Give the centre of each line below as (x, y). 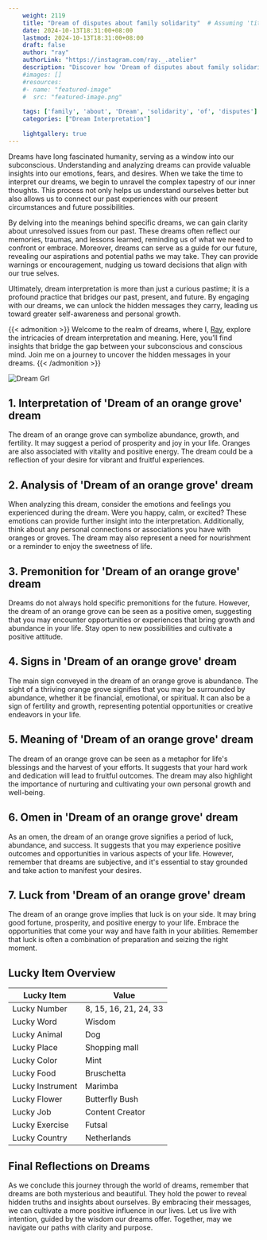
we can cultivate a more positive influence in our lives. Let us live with (122, 1210)
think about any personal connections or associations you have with (120, 530)
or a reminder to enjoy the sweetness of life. (80, 547)
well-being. (27, 792)
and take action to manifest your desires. (75, 870)
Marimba (102, 1087)
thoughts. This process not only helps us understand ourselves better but (128, 190)
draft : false (44, 45)
